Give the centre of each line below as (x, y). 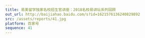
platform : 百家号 (22, 23)
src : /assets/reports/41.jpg (36, 19)
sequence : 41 (19, 28)
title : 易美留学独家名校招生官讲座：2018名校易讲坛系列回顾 (61, 10)
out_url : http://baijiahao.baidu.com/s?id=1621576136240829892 (73, 14)
